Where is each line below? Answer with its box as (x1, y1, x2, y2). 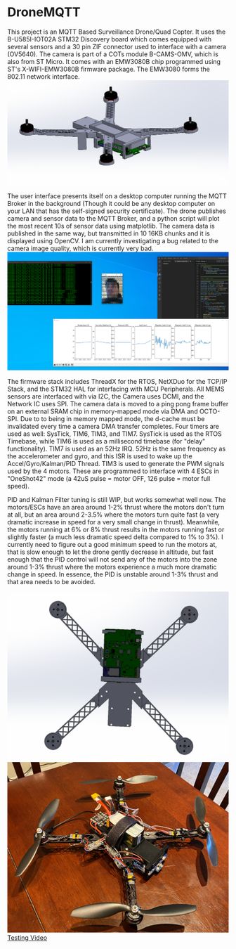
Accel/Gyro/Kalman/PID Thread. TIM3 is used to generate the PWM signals (7, 459, 225, 467)
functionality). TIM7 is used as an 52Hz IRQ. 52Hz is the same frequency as (7, 444, 226, 453)
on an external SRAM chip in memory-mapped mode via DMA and (7, 407, 198, 415)
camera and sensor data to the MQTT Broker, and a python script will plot (7, 214, 220, 222)
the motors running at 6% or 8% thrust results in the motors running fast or (7, 525, 225, 534)
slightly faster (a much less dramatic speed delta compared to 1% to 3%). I (7, 532, 223, 541)
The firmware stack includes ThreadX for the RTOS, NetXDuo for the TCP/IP (7, 377, 228, 385)
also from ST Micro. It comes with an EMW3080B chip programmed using (7, 57, 221, 65)
